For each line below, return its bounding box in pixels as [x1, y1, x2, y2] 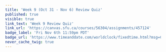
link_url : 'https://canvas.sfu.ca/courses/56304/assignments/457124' [5, 26, 152, 31]
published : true [5, 12, 39, 17]
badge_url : [5, 35, 28, 40]
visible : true [5, 16, 35, 21]
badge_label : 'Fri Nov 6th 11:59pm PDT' [5, 30, 90, 35]
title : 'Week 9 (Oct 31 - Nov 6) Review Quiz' [5, 7, 103, 12]
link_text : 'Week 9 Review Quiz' [5, 21, 74, 26]
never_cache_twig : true [5, 40, 54, 45]
